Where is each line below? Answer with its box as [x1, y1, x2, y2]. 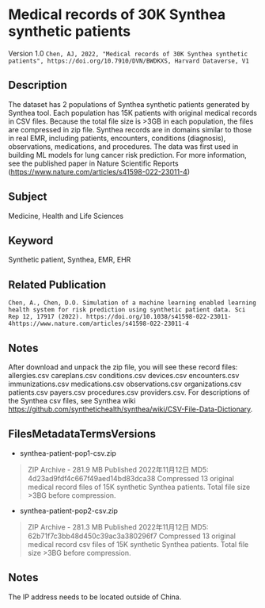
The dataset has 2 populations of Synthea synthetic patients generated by [8, 99, 250, 109]
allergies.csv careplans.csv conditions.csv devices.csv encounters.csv [8, 371, 240, 380]
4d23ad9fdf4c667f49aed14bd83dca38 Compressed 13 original [27, 473, 235, 483]
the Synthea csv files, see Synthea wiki [8, 396, 136, 405]
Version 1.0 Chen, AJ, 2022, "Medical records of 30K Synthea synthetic [8, 48, 248, 58]
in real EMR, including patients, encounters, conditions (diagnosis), [8, 133, 226, 143]
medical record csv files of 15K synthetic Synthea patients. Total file [27, 539, 249, 549]
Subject [8, 190, 47, 204]
